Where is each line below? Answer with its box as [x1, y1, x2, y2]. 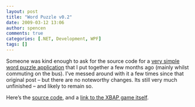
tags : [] [6, 42, 28, 48]
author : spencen [6, 25, 46, 31]
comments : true [6, 31, 44, 36]
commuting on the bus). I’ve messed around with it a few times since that [6, 70, 184, 77]
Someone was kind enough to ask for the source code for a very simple [6, 57, 180, 65]
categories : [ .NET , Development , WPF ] [6, 36, 101, 42]
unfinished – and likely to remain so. [6, 82, 93, 89]
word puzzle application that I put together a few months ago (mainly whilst [6, 63, 189, 71]
